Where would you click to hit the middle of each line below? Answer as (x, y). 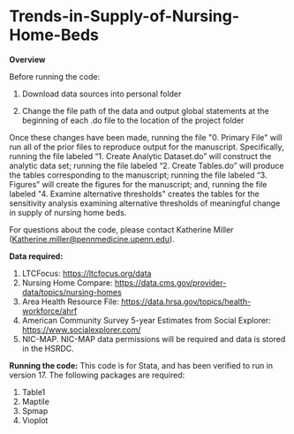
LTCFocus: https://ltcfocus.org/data (87, 273)
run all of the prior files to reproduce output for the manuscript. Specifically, (147, 147)
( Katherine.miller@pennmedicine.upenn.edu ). (92, 239)
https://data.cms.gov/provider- (170, 282)
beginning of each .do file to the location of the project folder (133, 120)
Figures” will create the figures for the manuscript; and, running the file (138, 184)
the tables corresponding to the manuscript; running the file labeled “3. (138, 175)
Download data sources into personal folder (102, 94)
